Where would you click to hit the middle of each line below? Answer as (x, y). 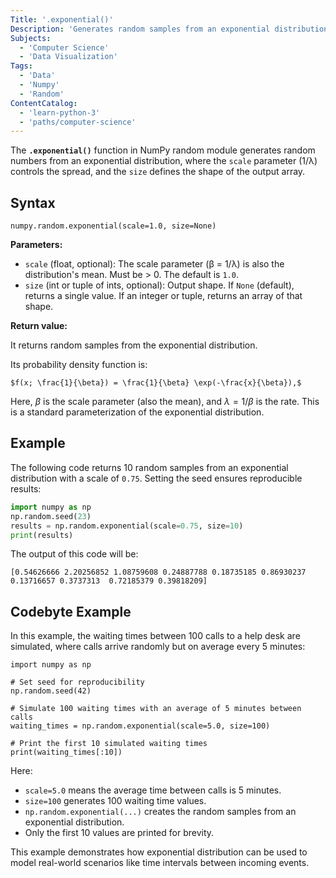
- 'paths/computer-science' (78, 122)
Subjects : (31, 38)
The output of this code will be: (74, 554)
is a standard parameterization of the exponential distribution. (137, 412)
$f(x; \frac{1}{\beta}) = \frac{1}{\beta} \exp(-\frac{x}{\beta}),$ (156, 383)
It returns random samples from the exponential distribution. (134, 345)
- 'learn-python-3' (60, 112)
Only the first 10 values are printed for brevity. (119, 833)
